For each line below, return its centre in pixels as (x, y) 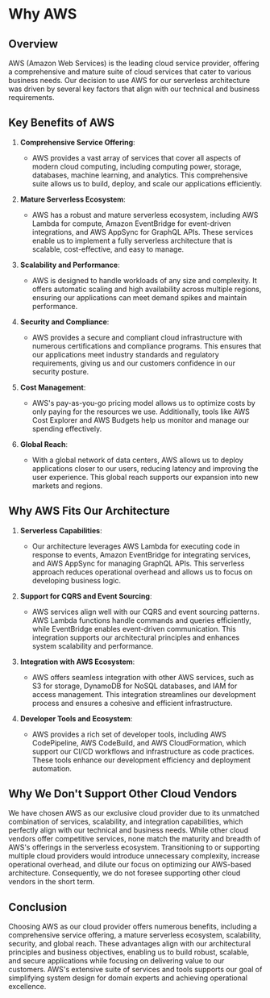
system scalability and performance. (93, 645)
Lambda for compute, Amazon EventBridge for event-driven (131, 223)
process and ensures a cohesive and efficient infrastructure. (132, 703)
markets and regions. (67, 486)
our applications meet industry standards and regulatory (125, 354)
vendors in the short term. (52, 882)
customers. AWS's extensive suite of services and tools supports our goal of (135, 970)
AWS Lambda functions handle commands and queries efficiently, (141, 620)
